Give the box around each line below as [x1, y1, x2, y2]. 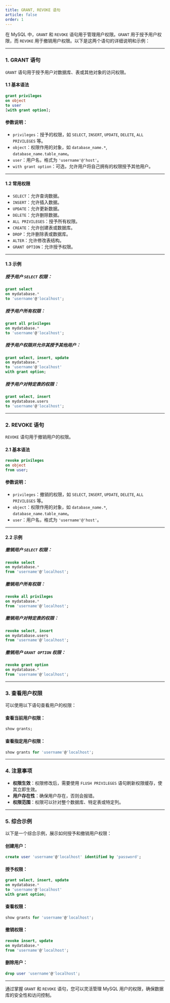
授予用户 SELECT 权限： [5, 273, 52, 280]
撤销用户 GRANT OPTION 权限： [5, 649, 66, 655]
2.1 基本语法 [5, 446, 30, 453]
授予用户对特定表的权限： [5, 381, 59, 387]
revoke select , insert [5, 628, 53, 633]
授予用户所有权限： [5, 308, 46, 314]
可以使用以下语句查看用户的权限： [5, 702, 76, 709]
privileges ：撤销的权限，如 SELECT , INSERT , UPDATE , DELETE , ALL [12, 491, 144, 497]
